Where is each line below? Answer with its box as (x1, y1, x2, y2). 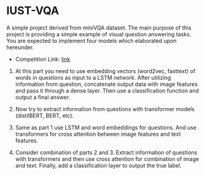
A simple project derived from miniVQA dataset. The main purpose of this (6, 24, 191, 31)
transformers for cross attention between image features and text (15, 130, 181, 138)
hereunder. (6, 44, 34, 51)
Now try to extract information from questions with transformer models (15, 105, 195, 112)
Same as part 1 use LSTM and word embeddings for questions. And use (15, 123, 197, 131)
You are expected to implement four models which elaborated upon (6, 37, 177, 44)
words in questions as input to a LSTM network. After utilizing (15, 74, 171, 81)
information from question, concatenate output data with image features (15, 80, 198, 88)
